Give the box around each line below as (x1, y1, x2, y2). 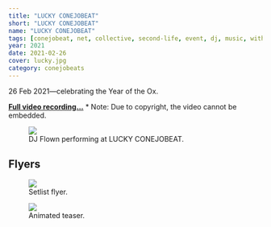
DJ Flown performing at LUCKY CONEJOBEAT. (28, 134, 184, 143)
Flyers (8, 158, 41, 171)
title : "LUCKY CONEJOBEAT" (8, 11, 99, 20)
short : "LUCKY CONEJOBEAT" (8, 19, 99, 27)
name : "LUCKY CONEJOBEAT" (8, 27, 95, 35)
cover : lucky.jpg (8, 57, 67, 65)
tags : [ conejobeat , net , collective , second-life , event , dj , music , (8, 34, 248, 43)
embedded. (8, 110, 47, 120)
